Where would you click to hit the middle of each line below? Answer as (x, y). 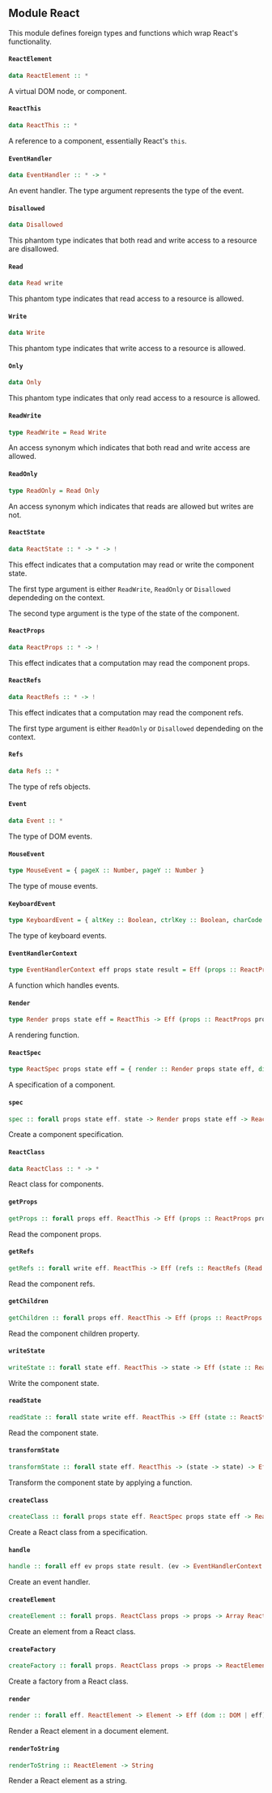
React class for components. (56, 1184)
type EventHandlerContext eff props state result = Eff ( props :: (123, 970)
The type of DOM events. (51, 836)
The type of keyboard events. (57, 936)
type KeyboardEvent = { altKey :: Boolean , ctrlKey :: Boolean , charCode (136, 920)
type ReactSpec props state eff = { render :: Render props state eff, (132, 1070)
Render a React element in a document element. (89, 1731)
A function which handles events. (64, 985)
